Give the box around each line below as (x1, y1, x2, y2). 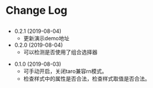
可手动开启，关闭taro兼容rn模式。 (23, 67, 108, 75)
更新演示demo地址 (23, 34, 70, 42)
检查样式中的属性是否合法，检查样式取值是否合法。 (23, 75, 151, 82)
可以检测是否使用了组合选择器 (23, 48, 98, 56)
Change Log (5, 4, 67, 17)
